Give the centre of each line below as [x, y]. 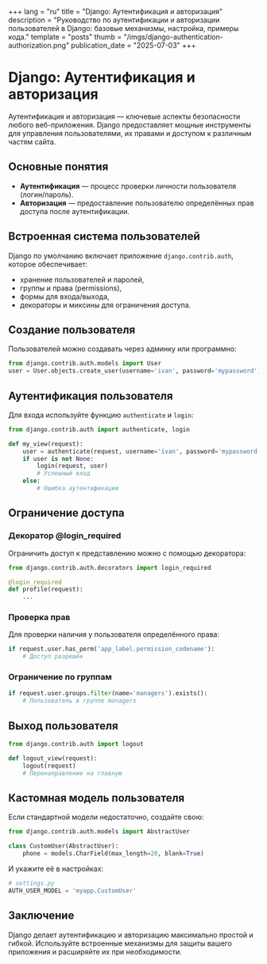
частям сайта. [32, 142]
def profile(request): [46, 589]
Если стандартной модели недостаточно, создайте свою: [106, 817]
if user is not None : [58, 459]
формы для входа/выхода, [64, 296]
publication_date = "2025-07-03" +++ [133, 45]
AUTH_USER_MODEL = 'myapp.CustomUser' [72, 891]
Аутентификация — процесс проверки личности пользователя [128, 185]
